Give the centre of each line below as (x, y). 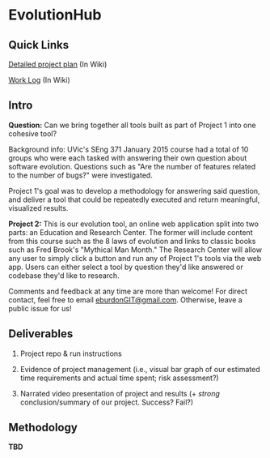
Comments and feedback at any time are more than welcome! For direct (128, 291)
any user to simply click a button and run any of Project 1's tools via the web (135, 258)
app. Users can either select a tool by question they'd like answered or (126, 267)
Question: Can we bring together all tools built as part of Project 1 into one (132, 125)
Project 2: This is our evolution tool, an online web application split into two (133, 224)
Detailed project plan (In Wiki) (58, 64)
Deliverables (41, 334)
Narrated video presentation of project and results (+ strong (120, 393)
